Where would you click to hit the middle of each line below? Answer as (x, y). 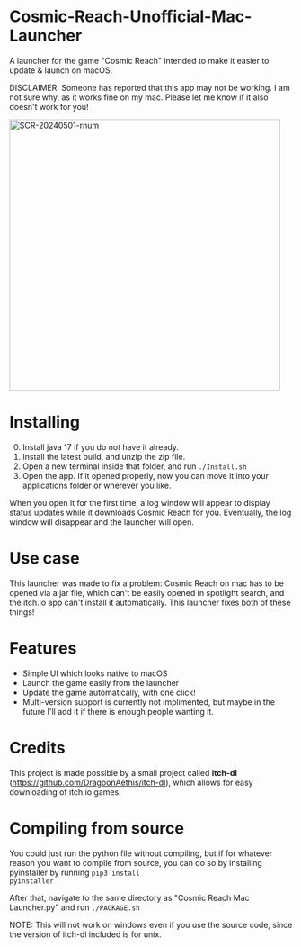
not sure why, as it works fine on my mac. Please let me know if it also (139, 97)
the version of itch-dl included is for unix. (85, 934)
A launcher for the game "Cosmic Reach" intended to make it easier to (139, 60)
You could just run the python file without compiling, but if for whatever (141, 853)
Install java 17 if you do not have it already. (101, 446)
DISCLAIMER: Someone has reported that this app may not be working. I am (150, 87)
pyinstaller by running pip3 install (75, 872)
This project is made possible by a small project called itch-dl (124, 772)
